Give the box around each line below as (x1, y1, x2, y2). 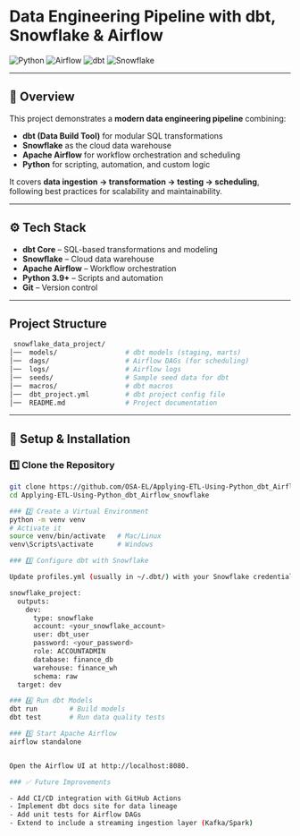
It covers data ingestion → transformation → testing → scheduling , (9, 176, 260, 187)
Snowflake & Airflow (9, 25, 163, 46)
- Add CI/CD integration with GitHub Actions (9, 794, 181, 803)
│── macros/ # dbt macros (9, 381, 174, 390)
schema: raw (32, 671, 78, 681)
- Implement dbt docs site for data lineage (9, 802, 178, 811)
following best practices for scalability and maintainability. (9, 185, 223, 196)
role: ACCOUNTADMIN (32, 647, 105, 656)
